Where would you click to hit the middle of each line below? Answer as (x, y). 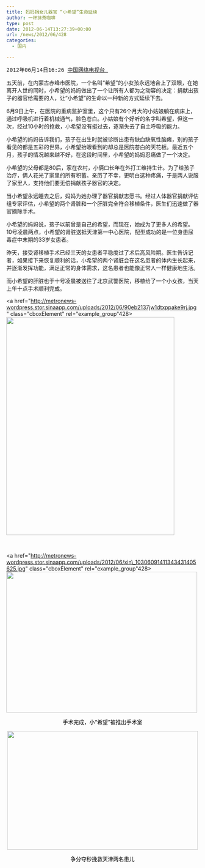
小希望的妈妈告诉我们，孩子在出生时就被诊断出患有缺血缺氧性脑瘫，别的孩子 (103, 139)
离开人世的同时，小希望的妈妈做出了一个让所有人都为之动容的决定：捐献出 (100, 90)
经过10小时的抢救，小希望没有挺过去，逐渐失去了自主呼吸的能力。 (100, 126)
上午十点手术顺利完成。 (36, 288)
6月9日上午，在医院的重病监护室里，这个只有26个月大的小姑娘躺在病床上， (101, 111)
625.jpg (16, 568)
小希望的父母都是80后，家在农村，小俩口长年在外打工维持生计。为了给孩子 (101, 167)
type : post (20, 23)
